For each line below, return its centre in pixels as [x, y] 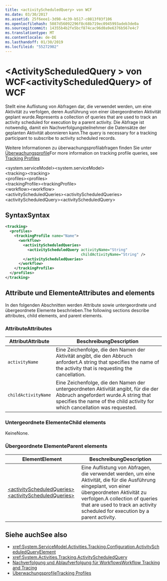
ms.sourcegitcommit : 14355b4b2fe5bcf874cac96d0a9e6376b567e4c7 [72, 28]
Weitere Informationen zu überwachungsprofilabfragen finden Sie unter [79, 148]
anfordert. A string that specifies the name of [108, 362]
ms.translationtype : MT [30, 33]
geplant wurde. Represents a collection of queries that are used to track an [81, 117]
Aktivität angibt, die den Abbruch [94, 356]
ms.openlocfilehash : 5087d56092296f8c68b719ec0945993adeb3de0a [72, 24]
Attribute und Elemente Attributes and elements [80, 293]
